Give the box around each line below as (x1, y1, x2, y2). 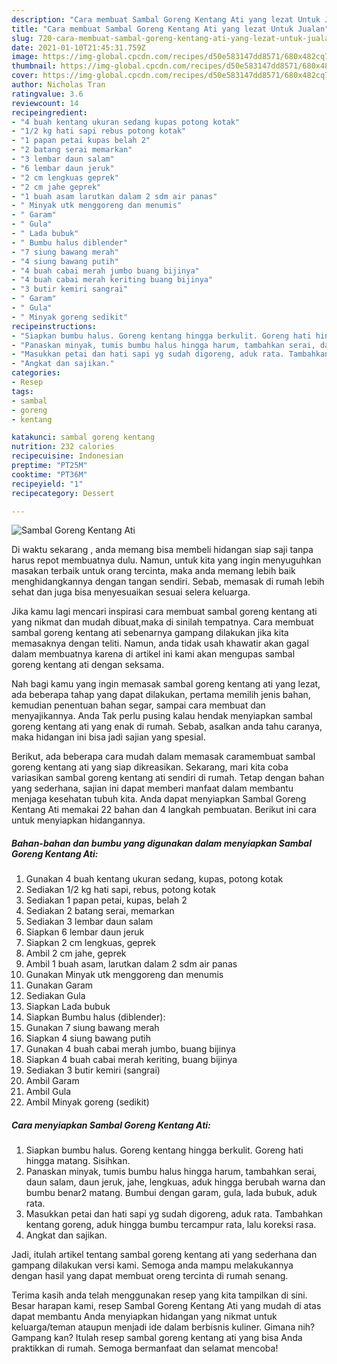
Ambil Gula (25, 1086, 71, 1098)
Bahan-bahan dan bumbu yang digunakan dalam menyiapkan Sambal (11, 837, 312, 849)
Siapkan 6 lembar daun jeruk (25, 926, 145, 938)
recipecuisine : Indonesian (11, 451, 124, 461)
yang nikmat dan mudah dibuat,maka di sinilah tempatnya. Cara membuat (11, 616, 314, 628)
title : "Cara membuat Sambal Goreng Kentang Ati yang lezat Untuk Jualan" (11, 24, 330, 34)
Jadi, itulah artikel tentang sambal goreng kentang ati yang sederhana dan (11, 1249, 318, 1261)
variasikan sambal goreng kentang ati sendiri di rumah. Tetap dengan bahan (11, 772, 325, 784)
